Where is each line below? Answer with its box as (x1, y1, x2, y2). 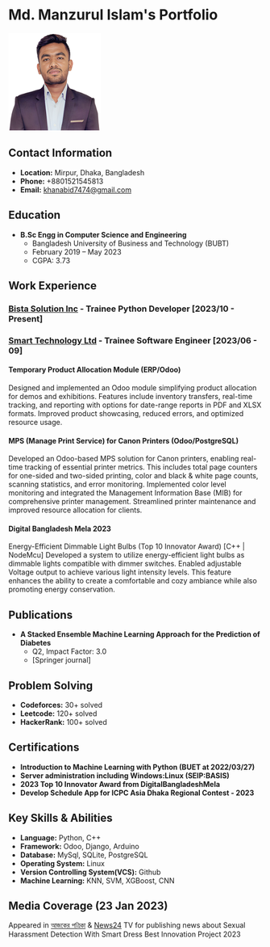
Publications (8, 608, 73, 621)
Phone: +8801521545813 (19, 176, 104, 186)
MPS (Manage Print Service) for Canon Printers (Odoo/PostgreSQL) (8, 436, 239, 445)
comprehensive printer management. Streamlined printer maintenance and (8, 497, 256, 507)
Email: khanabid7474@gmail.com (19, 184, 131, 195)
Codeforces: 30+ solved (19, 701, 103, 710)
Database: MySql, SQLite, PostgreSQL (19, 850, 148, 860)
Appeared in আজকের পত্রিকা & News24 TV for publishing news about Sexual (8, 920, 246, 930)
